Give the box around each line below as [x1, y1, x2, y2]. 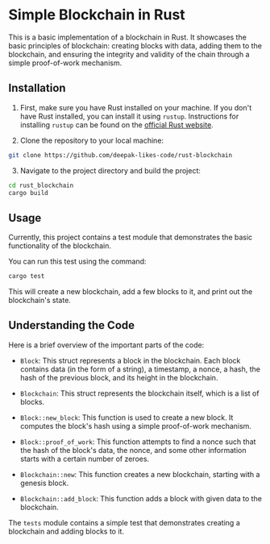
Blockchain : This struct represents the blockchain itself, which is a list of [19, 388, 260, 398]
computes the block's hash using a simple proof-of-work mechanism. [19, 421, 252, 430]
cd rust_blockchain [8, 181, 74, 189]
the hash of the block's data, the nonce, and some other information [19, 445, 247, 455]
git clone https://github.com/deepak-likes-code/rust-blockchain [8, 151, 232, 159]
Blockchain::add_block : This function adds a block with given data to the [19, 493, 262, 503]
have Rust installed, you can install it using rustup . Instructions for [19, 111, 239, 121]
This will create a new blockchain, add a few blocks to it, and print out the [8, 287, 253, 297]
